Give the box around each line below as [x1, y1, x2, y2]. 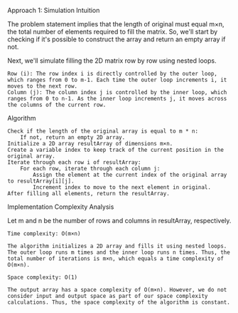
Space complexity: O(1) [7, 274, 78, 281]
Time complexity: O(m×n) [7, 230, 81, 237]
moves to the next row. [7, 83, 78, 90]
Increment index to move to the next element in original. [33, 184, 212, 191]
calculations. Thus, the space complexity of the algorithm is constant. [7, 299, 231, 306]
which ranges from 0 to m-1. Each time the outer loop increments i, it [7, 76, 227, 83]
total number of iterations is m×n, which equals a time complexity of [7, 255, 224, 262]
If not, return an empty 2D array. [20, 134, 126, 141]
